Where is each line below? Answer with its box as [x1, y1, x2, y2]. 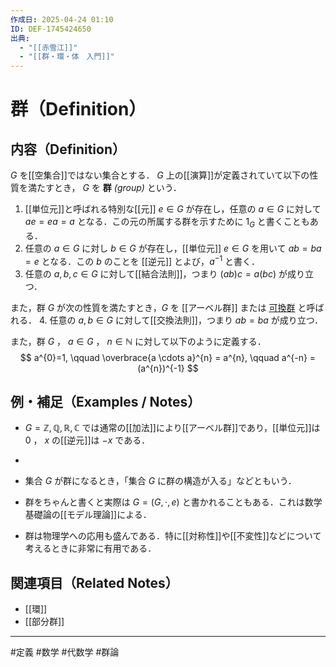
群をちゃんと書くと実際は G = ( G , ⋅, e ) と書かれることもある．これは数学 [24, 496, 323, 508]
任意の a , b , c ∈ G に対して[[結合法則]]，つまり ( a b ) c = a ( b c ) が [24, 267, 288, 280]
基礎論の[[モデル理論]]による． [24, 509, 152, 521]
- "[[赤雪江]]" [19, 42, 78, 53]
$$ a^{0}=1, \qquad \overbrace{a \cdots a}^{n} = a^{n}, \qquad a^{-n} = [19, 351, 317, 363]
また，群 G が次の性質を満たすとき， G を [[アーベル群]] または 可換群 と [10, 301, 307, 313]
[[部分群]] [24, 616, 65, 628]
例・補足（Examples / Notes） [10, 393, 202, 410]
